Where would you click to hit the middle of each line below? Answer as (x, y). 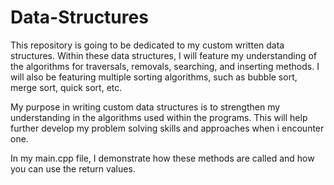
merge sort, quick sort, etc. (66, 87)
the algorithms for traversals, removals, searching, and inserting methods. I (165, 66)
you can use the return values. (73, 168)
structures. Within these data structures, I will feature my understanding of (164, 55)
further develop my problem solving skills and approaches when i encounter (167, 128)
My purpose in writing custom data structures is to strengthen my (145, 107)
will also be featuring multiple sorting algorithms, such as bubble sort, (154, 77)
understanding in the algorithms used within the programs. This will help (159, 117)
